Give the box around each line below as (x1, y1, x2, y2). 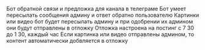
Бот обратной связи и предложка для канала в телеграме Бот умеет (6, 5, 187, 12)
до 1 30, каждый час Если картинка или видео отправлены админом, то (6, 31, 195, 38)
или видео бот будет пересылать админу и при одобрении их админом (6, 18, 193, 25)
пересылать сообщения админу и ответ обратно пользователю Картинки (6, 11, 199, 19)
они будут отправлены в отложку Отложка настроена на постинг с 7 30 (6, 24, 195, 31)
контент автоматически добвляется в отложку (6, 37, 129, 44)
